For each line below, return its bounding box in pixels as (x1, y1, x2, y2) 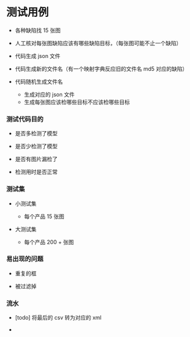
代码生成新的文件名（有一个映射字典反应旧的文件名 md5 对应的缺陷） (14, 65, 188, 72)
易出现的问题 (6, 255, 44, 263)
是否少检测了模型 (14, 143, 58, 150)
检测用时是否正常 (14, 168, 58, 176)
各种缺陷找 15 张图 (14, 27, 61, 34)
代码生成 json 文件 (14, 52, 61, 59)
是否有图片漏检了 (14, 155, 58, 163)
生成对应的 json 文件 (24, 91, 75, 98)
